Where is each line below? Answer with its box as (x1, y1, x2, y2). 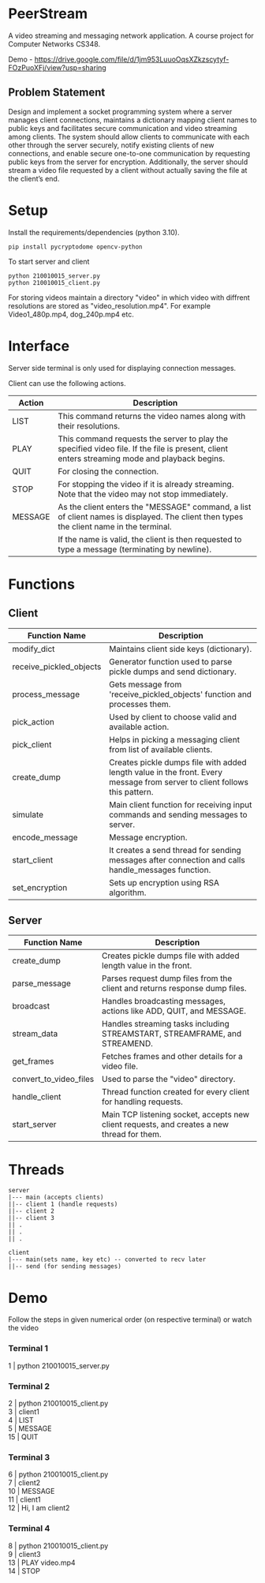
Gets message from (109, 679, 182, 690)
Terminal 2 (8, 1380, 50, 1391)
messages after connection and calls (109, 854, 246, 865)
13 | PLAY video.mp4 (8, 1558, 77, 1567)
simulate (12, 809, 44, 820)
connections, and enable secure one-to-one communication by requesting (8, 148, 251, 158)
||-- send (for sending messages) (8, 1263, 122, 1271)
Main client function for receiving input (109, 799, 252, 810)
